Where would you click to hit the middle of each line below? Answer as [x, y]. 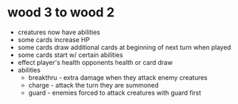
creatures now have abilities [59, 32]
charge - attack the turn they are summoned [93, 85]
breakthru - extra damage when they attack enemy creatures [118, 77]
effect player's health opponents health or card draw [95, 62]
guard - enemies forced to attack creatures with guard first [115, 93]
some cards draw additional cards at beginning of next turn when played [124, 47]
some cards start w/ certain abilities [70, 55]
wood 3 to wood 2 [61, 12]
